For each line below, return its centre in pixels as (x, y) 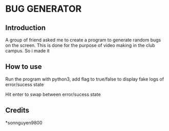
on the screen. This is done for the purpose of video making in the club (80, 45)
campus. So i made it (27, 51)
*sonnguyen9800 (24, 122)
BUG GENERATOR (44, 9)
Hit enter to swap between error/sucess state (53, 94)
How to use (24, 67)
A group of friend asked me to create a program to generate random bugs (83, 40)
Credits (17, 110)
